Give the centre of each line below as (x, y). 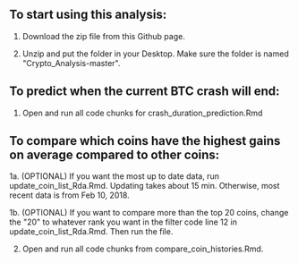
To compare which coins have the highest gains (145, 141)
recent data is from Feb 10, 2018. (69, 195)
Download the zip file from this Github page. (103, 36)
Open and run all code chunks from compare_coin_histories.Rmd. (143, 249)
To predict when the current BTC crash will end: (145, 92)
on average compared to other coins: (115, 155)
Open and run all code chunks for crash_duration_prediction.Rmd (142, 113)
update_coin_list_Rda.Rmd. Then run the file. (91, 232)
